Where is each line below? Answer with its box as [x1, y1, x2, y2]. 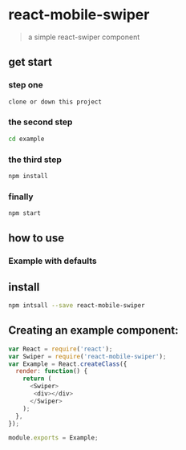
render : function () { [15, 367, 88, 375]
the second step [8, 116, 73, 128]
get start [8, 55, 52, 69]
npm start [8, 209, 42, 217]
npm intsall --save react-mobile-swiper [8, 302, 146, 310]
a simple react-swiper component [27, 32, 140, 42]
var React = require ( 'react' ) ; [8, 345, 113, 353]
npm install [8, 172, 48, 180]
